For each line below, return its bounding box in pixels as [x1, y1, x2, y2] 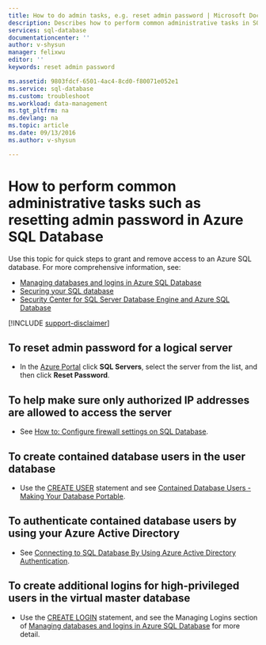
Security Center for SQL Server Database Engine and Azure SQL [19, 294, 230, 304]
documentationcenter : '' [8, 33, 90, 42]
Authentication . [19, 556, 70, 566]
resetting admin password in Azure [8, 211, 244, 229]
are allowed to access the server [8, 405, 173, 419]
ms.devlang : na [8, 114, 59, 123]
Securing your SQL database [19, 286, 114, 295]
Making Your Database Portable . [19, 491, 126, 501]
